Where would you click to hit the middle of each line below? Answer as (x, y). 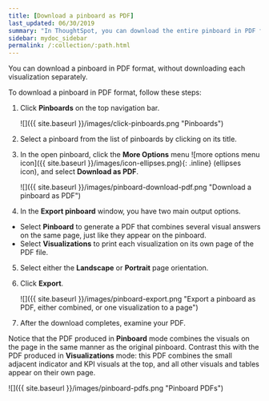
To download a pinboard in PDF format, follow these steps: (105, 92)
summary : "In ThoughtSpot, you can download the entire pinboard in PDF (132, 30)
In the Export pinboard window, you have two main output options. (130, 211)
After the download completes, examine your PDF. (103, 323)
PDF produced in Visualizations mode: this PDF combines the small (120, 356)
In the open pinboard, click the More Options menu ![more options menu (140, 155)
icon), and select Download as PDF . (79, 172)
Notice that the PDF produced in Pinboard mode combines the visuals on (129, 338)
